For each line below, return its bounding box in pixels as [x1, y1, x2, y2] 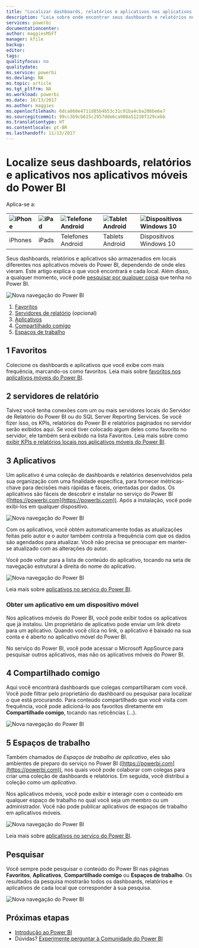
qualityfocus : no [6, 58, 49, 64]
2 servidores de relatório [6, 391, 99, 402]
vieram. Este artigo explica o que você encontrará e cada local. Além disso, [6, 267, 190, 274]
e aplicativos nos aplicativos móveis [6, 169, 188, 182]
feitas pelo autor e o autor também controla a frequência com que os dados [6, 532, 191, 539]
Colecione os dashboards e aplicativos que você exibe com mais [6, 361, 165, 368]
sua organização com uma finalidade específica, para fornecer [6, 478, 159, 485]
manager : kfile [6, 36, 44, 42]
